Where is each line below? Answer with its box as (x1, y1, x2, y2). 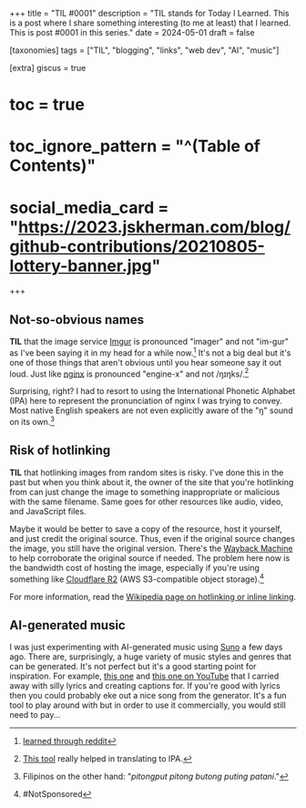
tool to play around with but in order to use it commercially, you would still (9, 699, 287, 710)
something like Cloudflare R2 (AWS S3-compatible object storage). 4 (9, 572, 265, 585)
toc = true (9, 95, 85, 115)
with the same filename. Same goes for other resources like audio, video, (9, 496, 284, 507)
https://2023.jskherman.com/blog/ (17, 216, 291, 237)
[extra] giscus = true (9, 63, 87, 73)
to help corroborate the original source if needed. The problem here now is (9, 552, 291, 564)
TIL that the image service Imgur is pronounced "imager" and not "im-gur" (9, 337, 290, 347)
